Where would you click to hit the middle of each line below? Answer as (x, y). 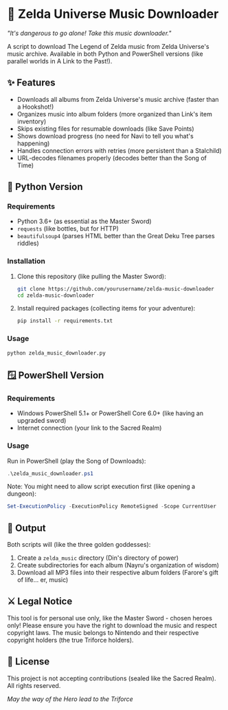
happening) (33, 143)
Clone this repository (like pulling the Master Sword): (92, 276)
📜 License (28, 661)
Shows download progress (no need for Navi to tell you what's (105, 136)
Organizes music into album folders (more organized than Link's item (115, 114)
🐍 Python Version (45, 187)
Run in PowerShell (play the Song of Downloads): (77, 461)
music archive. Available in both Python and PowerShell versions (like (105, 54)
